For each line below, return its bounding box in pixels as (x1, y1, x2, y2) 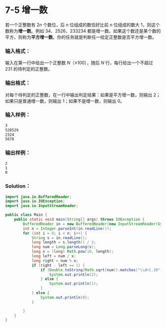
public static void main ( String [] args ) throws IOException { (14, 217, 145, 222)
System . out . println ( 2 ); (49, 272, 98, 277)
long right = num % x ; (31, 258, 79, 263)
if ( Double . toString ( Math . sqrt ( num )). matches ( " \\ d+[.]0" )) (40, 267, 165, 272)
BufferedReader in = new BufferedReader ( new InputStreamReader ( (23, 221, 158, 226)
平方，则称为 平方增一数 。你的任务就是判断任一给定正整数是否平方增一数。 (5, 34, 157, 40)
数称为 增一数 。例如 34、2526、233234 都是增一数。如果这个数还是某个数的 (5, 28, 161, 34)
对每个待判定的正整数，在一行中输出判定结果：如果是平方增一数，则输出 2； (5, 92, 161, 98)
